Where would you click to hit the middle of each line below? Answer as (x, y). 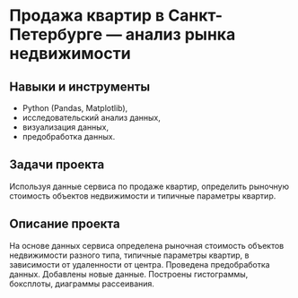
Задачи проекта (57, 165)
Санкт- (195, 16)
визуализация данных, (66, 127)
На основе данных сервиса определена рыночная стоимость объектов (147, 245)
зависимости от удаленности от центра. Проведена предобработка (140, 264)
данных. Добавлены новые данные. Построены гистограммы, (129, 274)
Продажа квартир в (87, 16)
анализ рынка (180, 34)
